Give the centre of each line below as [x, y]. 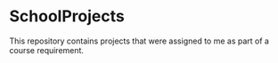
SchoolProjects [67, 16]
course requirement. [47, 50]
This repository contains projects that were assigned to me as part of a [139, 41]
